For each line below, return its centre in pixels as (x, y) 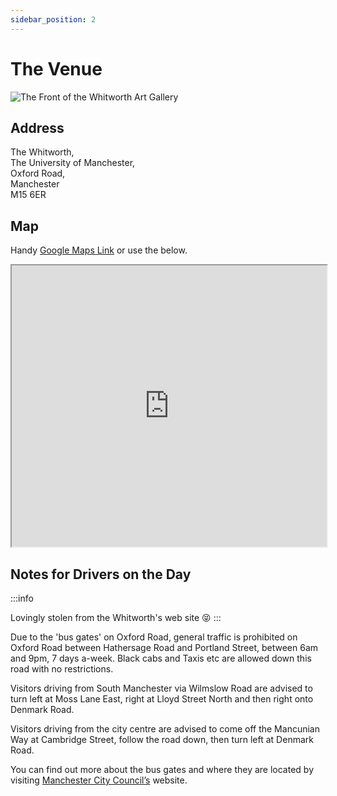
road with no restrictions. (62, 669)
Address (37, 127)
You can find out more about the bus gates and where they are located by (162, 769)
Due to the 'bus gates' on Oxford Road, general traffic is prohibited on (154, 637)
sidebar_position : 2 (53, 19)
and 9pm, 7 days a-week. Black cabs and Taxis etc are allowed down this (161, 658)
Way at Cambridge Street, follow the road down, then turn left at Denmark (162, 739)
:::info (22, 598)
